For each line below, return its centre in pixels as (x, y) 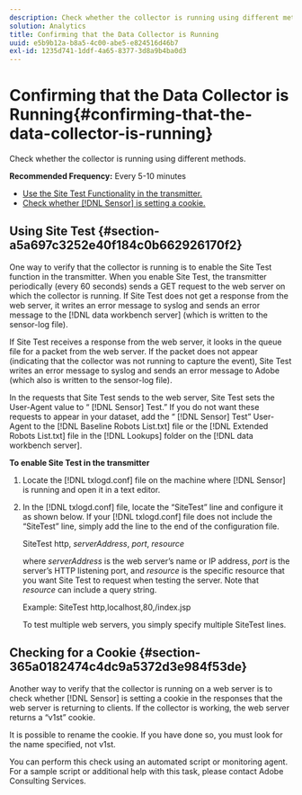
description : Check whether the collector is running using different (144, 18)
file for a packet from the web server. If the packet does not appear (134, 351)
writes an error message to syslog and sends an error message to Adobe (145, 371)
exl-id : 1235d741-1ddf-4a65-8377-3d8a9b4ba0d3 (98, 51)
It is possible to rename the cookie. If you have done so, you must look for (146, 735)
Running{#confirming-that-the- (131, 115)
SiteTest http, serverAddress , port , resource (103, 543)
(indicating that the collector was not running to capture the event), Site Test (151, 361)
